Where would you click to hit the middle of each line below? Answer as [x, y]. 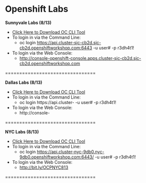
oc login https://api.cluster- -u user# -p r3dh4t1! [68, 102]
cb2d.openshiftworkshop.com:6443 [56, 48]
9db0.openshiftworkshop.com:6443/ [57, 157]
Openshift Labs [37, 9]
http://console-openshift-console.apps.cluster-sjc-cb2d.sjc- [80, 58]
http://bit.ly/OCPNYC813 [44, 167]
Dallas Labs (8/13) [24, 82]
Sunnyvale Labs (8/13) [28, 23]
